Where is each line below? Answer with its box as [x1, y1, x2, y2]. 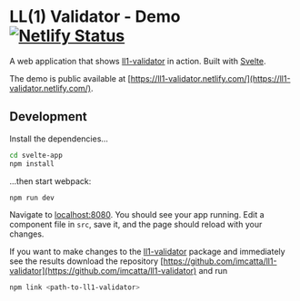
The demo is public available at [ [9, 73, 132, 83]
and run [198, 266, 228, 277]
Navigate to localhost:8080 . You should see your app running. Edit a [9, 209, 265, 220]
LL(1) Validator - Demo [9, 6, 181, 27]
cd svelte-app [9, 150, 64, 160]
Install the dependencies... [9, 133, 109, 144]
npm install [9, 159, 55, 169]
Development [9, 109, 88, 124]
